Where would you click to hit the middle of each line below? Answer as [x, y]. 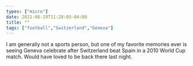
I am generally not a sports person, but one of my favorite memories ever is [96, 44]
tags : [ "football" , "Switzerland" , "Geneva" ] [60, 28]
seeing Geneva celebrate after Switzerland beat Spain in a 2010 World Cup [96, 51]
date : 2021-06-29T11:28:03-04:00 [47, 17]
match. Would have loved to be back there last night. [69, 57]
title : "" [18, 22]
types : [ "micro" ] [27, 11]
